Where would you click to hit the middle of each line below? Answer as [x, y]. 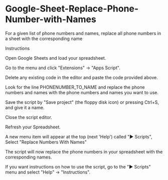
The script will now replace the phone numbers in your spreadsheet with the [84, 151]
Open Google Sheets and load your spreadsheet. [56, 58]
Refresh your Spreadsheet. [33, 127]
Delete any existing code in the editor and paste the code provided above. [81, 77]
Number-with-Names [51, 19]
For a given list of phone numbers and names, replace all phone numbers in [83, 33]
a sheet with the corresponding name [44, 39]
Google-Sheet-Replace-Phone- [72, 9]
